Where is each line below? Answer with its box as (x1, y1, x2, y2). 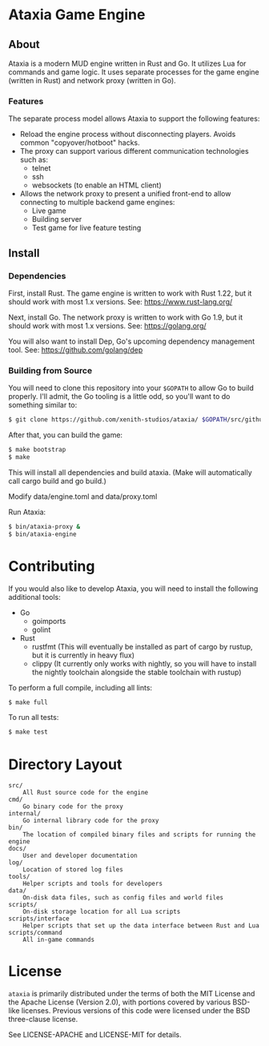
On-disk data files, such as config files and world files (22, 894, 224, 902)
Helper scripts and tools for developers (22, 879, 163, 888)
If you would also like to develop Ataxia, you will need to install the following (8, 583, 259, 593)
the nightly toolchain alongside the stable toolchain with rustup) (31, 667, 242, 677)
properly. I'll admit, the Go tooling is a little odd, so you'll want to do (8, 392, 231, 401)
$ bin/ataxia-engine (8, 530, 78, 538)
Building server (31, 215, 82, 224)
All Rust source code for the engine (22, 789, 149, 797)
